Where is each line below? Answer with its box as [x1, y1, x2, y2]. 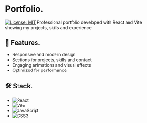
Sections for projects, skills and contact [12, 57, 92, 63]
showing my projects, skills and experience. [5, 24, 93, 30]
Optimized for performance [12, 67, 67, 73]
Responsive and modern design [12, 52, 76, 57]
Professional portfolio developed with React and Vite [37, 19, 142, 25]
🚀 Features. [5, 39, 40, 47]
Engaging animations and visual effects [12, 62, 91, 68]
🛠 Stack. [5, 82, 33, 90]
